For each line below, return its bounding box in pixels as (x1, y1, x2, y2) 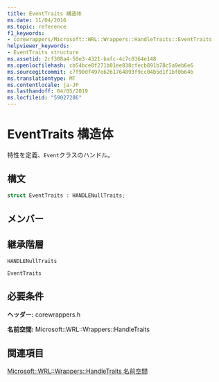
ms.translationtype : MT (7, 74, 76, 82)
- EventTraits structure (7, 49, 79, 56)
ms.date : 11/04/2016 (7, 17, 67, 24)
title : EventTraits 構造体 (7, 10, 82, 17)
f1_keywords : (7, 29, 45, 37)
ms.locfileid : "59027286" (7, 95, 82, 102)
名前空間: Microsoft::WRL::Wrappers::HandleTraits (7, 325, 150, 333)
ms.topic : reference (7, 23, 67, 30)
